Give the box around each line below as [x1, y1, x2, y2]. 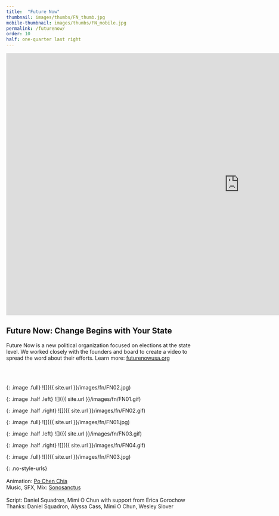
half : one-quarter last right [6, 36, 82, 42]
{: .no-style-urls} [6, 465, 48, 472]
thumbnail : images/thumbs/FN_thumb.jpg [6, 14, 106, 20]
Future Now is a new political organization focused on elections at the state [6, 341, 191, 349]
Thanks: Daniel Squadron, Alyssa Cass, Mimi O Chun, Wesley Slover [6, 502, 174, 510]
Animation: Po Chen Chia [6, 477, 67, 484]
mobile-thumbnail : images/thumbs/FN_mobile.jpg [6, 20, 127, 26]
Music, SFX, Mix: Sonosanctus [6, 484, 81, 491]
